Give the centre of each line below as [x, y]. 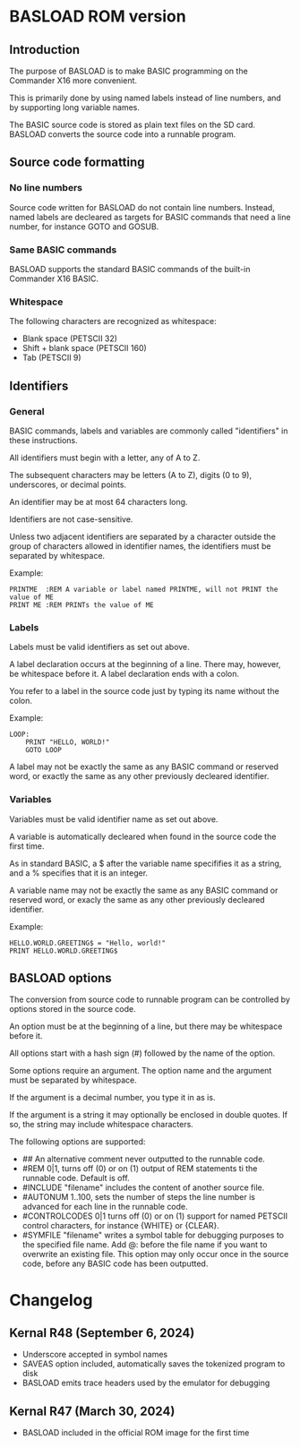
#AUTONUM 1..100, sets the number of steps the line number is [138, 1197]
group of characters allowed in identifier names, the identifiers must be [140, 546]
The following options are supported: [77, 1142]
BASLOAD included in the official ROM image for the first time [136, 1433]
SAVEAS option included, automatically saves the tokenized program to [154, 1364]
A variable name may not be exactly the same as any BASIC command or [144, 890]
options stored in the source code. [73, 1009]
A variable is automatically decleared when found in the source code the [143, 836]
